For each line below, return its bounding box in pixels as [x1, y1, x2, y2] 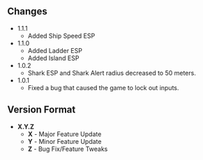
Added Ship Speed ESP [27, 31, 96, 40]
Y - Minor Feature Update [27, 137, 102, 145]
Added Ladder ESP [27, 46, 82, 54]
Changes [7, 6, 47, 17]
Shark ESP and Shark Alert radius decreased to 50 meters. [27, 68, 197, 77]
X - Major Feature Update [27, 129, 102, 138]
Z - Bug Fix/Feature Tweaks [27, 145, 108, 153]
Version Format [7, 104, 76, 116]
